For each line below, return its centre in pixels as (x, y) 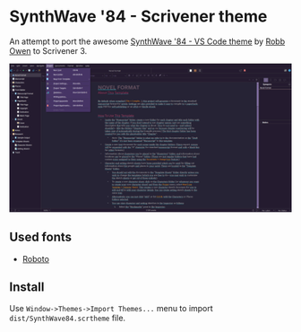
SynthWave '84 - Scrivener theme (138, 17)
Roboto (35, 258)
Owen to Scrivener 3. (48, 50)
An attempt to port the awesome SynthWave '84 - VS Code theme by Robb (147, 41)
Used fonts (41, 237)
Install (27, 287)
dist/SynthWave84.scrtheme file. (68, 318)
